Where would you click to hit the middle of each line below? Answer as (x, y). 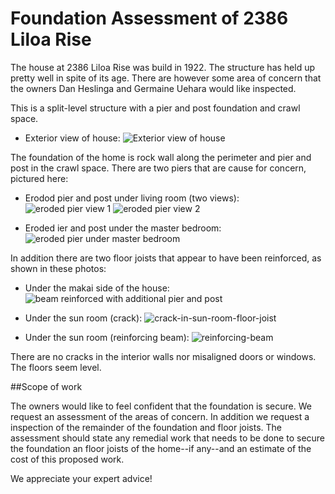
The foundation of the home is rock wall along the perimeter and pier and (161, 157)
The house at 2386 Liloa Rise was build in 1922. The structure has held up (163, 67)
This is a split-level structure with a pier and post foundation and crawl (155, 108)
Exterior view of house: (72, 138)
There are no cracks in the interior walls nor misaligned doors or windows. (163, 356)
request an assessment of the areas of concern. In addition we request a (160, 416)
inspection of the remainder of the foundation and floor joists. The (146, 427)
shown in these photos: (58, 268)
